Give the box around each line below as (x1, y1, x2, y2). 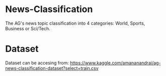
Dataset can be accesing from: (5, 59, 69, 66)
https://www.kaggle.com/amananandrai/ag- (69, 59, 161, 66)
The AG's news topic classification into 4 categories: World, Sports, (5, 20, 145, 26)
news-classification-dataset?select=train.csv (5, 65, 99, 71)
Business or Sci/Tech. (5, 25, 50, 31)
